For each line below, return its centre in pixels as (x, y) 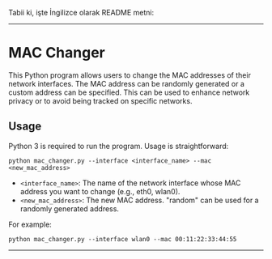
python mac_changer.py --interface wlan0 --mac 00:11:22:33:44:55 (123, 239)
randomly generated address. (70, 208)
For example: (30, 224)
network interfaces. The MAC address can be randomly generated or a (127, 83)
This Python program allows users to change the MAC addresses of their (130, 75)
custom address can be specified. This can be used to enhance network (129, 92)
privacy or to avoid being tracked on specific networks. (100, 100)
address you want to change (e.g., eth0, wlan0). (100, 191)
